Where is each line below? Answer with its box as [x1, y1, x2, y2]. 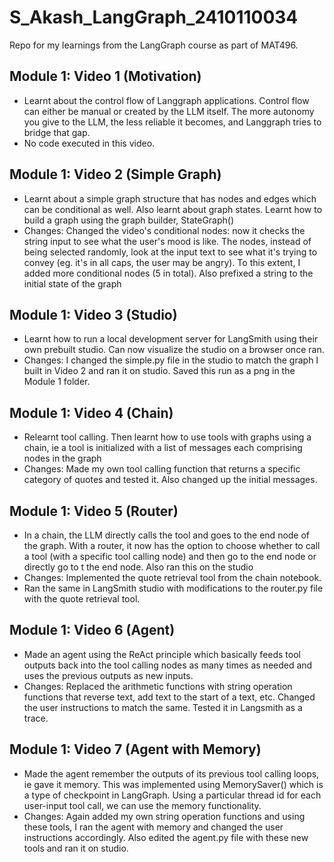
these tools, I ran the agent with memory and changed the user [23, 821, 284, 833]
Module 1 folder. [23, 376, 91, 388]
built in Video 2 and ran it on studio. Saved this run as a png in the [23, 365, 296, 377]
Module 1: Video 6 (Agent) [9, 622, 176, 639]
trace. [23, 712, 49, 724]
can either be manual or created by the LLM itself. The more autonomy [23, 105, 315, 117]
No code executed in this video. [23, 137, 156, 149]
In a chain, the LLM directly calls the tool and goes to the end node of [23, 529, 311, 541]
